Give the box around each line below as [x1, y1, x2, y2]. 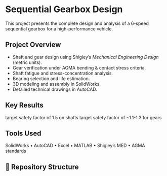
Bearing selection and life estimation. [12, 75, 90, 82]
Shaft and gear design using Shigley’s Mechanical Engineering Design [12, 54, 159, 60]
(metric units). [12, 59, 42, 65]
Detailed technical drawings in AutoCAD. [12, 86, 98, 92]
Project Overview [5, 41, 61, 49]
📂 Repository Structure [5, 162, 79, 171]
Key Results [5, 101, 44, 110]
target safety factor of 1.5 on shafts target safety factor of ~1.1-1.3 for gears [5, 114, 162, 120]
